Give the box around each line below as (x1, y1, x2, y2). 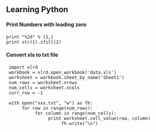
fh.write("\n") (61, 120, 99, 126)
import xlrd (8, 64, 38, 70)
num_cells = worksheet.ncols (8, 85, 80, 91)
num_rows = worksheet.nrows (8, 79, 77, 85)
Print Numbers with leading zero (6, 20, 87, 28)
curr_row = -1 (8, 90, 43, 96)
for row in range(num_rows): (21, 105, 93, 111)
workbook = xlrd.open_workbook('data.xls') (8, 70, 117, 75)
